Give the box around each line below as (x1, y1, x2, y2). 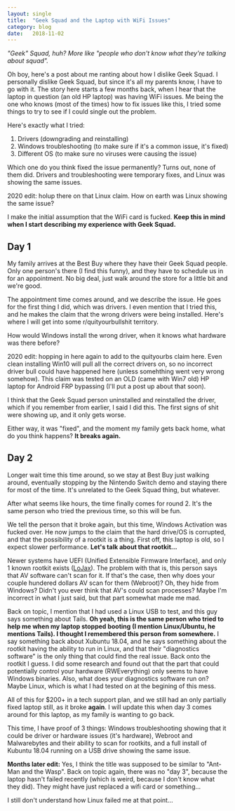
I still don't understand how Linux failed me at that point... (7, 796, 173, 804)
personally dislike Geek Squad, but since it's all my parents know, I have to (7, 78, 222, 86)
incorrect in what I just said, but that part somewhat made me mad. (7, 593, 201, 602)
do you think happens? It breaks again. (7, 432, 121, 440)
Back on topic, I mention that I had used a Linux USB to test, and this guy (7, 607, 217, 615)
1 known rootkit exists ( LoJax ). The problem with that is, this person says (7, 563, 217, 572)
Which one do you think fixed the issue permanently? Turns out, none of (7, 163, 216, 172)
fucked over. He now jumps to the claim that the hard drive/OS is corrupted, (7, 527, 227, 536)
